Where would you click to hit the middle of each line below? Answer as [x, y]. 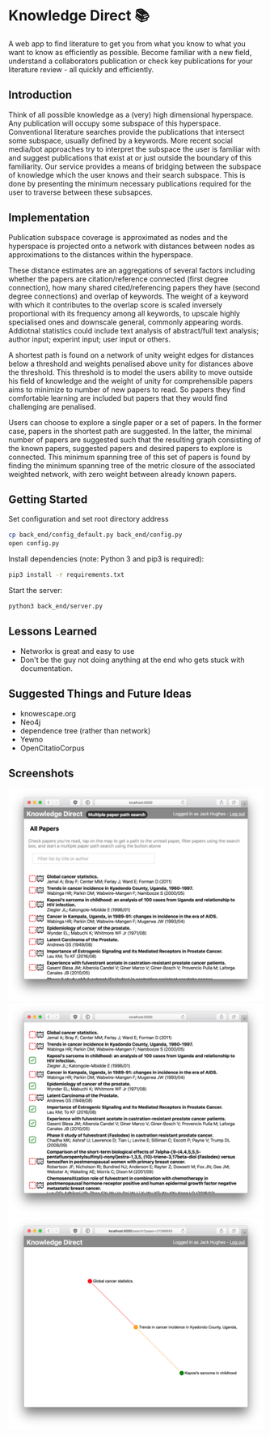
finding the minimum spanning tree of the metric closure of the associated [132, 465]
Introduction [40, 95]
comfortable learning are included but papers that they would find [118, 398]
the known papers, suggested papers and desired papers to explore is [125, 448]
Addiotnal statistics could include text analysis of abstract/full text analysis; [134, 330]
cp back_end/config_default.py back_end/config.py [95, 535]
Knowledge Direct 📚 [79, 16]
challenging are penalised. [52, 406]
